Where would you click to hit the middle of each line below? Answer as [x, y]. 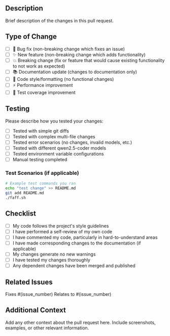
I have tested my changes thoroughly [51, 260]
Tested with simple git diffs [41, 131]
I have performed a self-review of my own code [62, 231]
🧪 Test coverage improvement [44, 92]
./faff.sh [16, 198]
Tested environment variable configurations [58, 154]
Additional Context [36, 310]
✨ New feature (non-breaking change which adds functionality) [79, 54]
